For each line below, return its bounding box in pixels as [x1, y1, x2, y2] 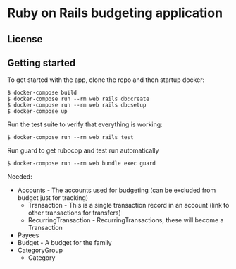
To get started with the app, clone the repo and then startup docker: [7, 76, 205, 84]
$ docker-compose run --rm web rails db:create [7, 95, 150, 103]
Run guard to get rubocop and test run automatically [7, 146, 159, 155]
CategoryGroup [17, 246, 63, 255]
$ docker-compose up [7, 108, 68, 115]
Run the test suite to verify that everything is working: [7, 120, 163, 128]
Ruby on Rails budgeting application [7, 5, 223, 21]
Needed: [7, 172, 33, 181]
